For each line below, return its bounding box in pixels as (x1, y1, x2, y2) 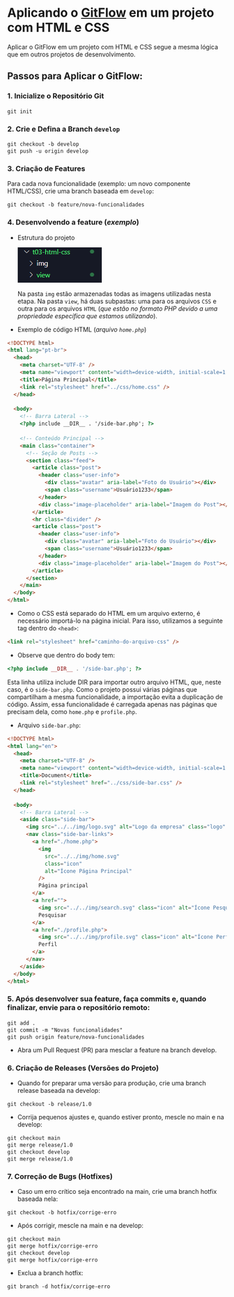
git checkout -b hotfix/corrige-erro (7, 1209, 117, 1216)
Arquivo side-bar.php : (17, 721, 81, 729)
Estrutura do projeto (17, 233, 75, 242)
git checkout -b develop (7, 141, 79, 148)
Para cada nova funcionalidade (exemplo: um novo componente (7, 180, 191, 188)
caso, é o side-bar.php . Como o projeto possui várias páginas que (7, 685, 197, 694)
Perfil (38, 941, 58, 948)
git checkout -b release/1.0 (7, 1101, 92, 1108)
